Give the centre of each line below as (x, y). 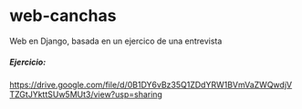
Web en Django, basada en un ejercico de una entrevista (116, 41)
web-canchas (63, 16)
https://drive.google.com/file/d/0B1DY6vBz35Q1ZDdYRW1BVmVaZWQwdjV (151, 84)
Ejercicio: (28, 62)
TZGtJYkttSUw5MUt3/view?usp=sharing (86, 94)
